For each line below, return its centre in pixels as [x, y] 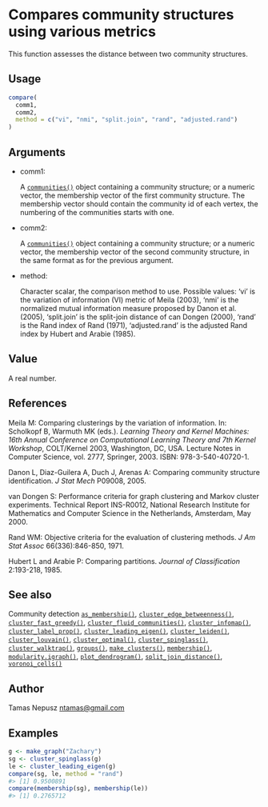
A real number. [33, 378]
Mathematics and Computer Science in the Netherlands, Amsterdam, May [130, 513]
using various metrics [82, 32]
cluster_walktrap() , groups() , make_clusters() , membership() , [110, 648]
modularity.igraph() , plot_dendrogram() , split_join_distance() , [116, 657]
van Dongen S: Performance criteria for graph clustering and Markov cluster [134, 496]
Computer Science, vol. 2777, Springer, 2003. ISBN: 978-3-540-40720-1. [129, 457]
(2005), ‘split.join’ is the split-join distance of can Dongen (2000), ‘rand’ [138, 317]
